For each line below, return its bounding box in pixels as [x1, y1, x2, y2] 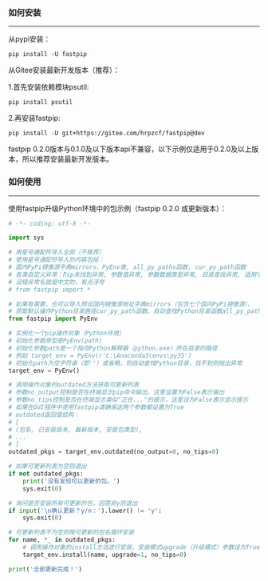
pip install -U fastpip [8, 50, 88, 58]
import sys [8, 234, 45, 242]
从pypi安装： [8, 34, 51, 44]
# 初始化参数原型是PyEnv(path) [8, 337, 103, 345]
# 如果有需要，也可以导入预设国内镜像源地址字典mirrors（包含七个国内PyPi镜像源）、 [8, 300, 254, 308]
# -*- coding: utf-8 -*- [8, 219, 91, 227]
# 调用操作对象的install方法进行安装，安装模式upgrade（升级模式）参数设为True [22, 543, 261, 551]
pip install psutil [8, 98, 73, 106]
